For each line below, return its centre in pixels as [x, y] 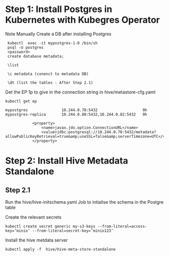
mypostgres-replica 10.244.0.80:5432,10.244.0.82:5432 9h [76, 114]
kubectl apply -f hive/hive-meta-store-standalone [60, 249]
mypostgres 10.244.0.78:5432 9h [76, 110]
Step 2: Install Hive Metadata [67, 161]
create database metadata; [36, 56]
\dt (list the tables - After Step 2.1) [50, 82]
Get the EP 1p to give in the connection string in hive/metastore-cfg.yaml [80, 92]
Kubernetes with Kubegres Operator [82, 20]
